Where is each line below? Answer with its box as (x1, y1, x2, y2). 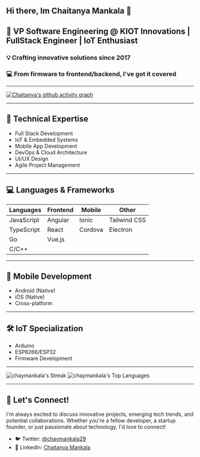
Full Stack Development (14, 129, 73, 137)
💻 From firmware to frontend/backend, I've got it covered (6, 70, 177, 78)
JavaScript (9, 216, 40, 224)
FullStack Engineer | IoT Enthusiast (6, 35, 138, 45)
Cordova (79, 225, 104, 234)
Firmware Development (14, 355, 73, 362)
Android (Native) (14, 287, 55, 294)
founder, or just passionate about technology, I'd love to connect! (6, 424, 166, 431)
